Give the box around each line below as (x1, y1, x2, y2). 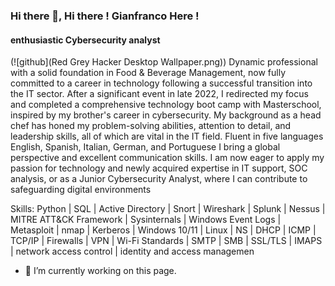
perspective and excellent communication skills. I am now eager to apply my (10, 152, 325, 164)
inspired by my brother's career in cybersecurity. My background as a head (10, 109, 322, 121)
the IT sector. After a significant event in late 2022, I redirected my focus (10, 88, 309, 100)
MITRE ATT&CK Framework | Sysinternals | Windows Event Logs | (10, 214, 282, 226)
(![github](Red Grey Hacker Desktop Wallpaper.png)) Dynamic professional (10, 56, 318, 68)
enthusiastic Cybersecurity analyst (10, 34, 161, 46)
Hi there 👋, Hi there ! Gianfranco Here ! (10, 9, 200, 23)
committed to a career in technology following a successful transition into (10, 77, 313, 89)
